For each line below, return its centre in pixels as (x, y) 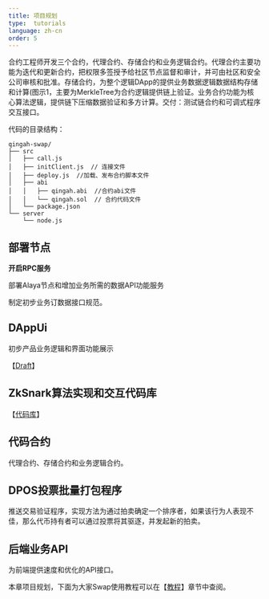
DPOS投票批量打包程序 (65, 490)
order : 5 (23, 38)
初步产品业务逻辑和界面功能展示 (61, 348)
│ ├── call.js (35, 159)
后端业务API (38, 549)
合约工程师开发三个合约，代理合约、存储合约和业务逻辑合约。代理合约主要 (131, 62)
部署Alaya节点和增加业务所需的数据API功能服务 (86, 285)
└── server (26, 214)
